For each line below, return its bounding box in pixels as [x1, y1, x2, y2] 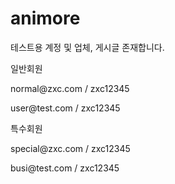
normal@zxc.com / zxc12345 [10, 82, 130, 94]
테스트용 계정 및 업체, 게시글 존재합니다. [10, 41, 165, 53]
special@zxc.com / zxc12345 [10, 142, 131, 154]
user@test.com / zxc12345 [10, 102, 121, 114]
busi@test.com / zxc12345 [10, 162, 120, 174]
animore [10, 7, 81, 30]
